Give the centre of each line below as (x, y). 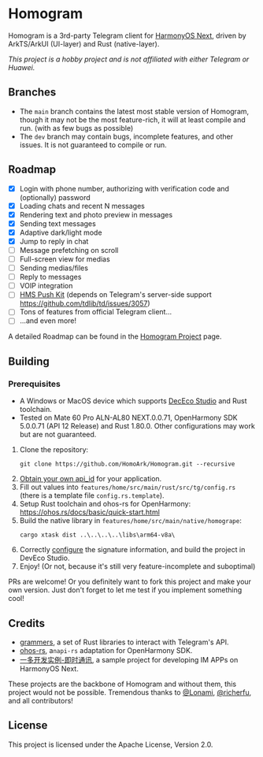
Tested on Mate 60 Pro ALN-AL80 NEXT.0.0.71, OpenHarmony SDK (128, 417)
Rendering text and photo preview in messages (96, 214)
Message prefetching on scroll (69, 250)
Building (29, 361)
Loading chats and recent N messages (82, 206)
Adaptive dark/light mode (61, 232)
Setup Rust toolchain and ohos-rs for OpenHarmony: (105, 504)
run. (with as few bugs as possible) (76, 128)
